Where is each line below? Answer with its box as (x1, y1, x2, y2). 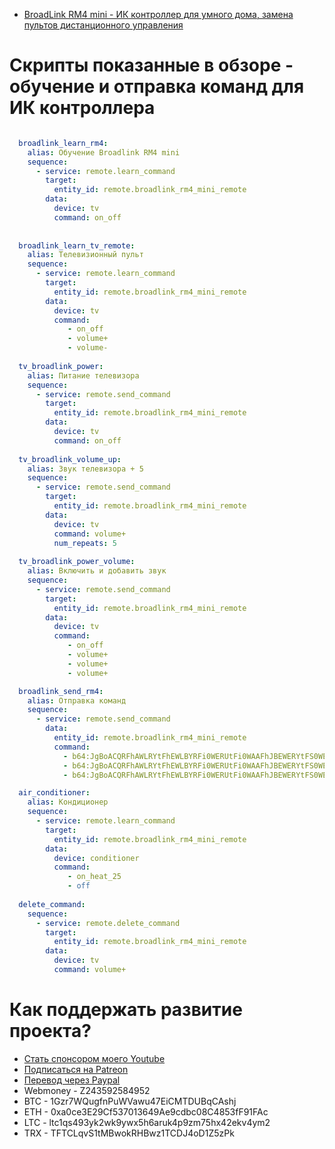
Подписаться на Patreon (23, 1063, 129, 1075)
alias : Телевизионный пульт (27, 250, 144, 260)
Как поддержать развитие (9, 999, 243, 1021)
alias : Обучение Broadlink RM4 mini (27, 147, 181, 158)
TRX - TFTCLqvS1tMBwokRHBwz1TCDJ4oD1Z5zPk (23, 1127, 235, 1139)
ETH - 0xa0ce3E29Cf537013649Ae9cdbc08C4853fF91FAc (23, 1105, 269, 1118)
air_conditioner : (18, 788, 91, 798)
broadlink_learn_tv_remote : (18, 240, 136, 251)
